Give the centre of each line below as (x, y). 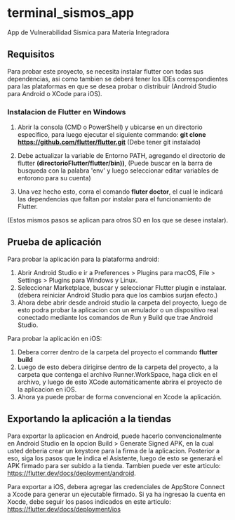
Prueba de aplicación (54, 242)
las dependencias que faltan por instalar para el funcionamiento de (114, 199)
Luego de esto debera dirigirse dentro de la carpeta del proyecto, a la (118, 367)
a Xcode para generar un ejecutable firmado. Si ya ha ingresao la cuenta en (116, 494)
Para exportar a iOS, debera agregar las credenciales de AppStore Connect (116, 486)
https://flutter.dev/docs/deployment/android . (72, 473)
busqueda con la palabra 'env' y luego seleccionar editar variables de (118, 171)
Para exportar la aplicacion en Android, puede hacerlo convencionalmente (115, 436)
